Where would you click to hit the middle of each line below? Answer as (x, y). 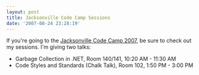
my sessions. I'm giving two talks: (49, 47)
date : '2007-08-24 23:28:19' (43, 23)
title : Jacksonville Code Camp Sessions (59, 18)
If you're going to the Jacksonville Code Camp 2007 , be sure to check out (99, 41)
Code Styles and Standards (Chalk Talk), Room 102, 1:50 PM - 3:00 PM (104, 65)
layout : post (23, 12)
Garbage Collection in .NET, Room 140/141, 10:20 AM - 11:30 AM (96, 59)
